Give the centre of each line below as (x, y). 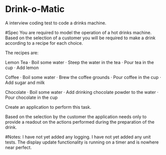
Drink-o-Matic (35, 9)
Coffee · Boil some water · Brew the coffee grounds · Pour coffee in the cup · (83, 77)
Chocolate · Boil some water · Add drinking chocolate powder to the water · (82, 92)
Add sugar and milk (25, 82)
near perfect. (19, 147)
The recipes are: (22, 53)
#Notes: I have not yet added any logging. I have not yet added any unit (78, 137)
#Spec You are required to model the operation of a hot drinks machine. (79, 32)
